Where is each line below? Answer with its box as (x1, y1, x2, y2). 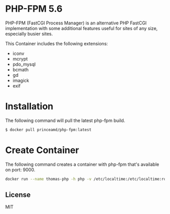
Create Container (5, 144, 79, 156)
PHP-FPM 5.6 (5, 3, 63, 15)
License (5, 190, 31, 199)
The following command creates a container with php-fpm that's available (5, 161, 159, 167)
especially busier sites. (5, 30, 53, 37)
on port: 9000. (5, 166, 35, 173)
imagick (12, 77, 29, 83)
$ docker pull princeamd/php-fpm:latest (5, 127, 92, 132)
